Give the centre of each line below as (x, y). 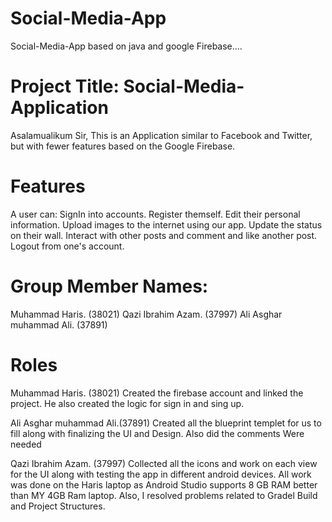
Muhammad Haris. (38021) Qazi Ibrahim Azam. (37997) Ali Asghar (146, 314)
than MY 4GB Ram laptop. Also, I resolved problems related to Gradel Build (164, 495)
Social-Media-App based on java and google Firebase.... (126, 46)
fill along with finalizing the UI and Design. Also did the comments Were (157, 433)
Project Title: (65, 86)
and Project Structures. (58, 506)
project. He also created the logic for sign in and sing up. (127, 403)
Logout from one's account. (67, 246)
